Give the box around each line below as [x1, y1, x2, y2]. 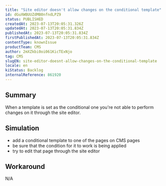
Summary [5, 91, 36, 99]
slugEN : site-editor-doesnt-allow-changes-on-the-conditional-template [5, 58, 157, 63]
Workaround [5, 162, 45, 170]
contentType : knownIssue [5, 40, 57, 45]
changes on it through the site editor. [5, 109, 81, 115]
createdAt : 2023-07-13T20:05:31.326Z [5, 21, 84, 26]
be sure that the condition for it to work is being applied [12, 142, 127, 148]
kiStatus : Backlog [5, 68, 43, 73]
